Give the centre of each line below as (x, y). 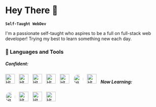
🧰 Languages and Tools (34, 52)
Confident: (17, 64)
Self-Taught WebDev (26, 24)
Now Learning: (116, 82)
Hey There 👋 (32, 10)
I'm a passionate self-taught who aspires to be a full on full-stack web (78, 33)
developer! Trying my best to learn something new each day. (69, 39)
